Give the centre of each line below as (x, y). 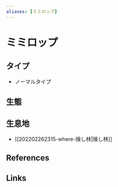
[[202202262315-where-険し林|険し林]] (63, 139)
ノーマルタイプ (33, 81)
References (28, 158)
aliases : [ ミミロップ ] (32, 12)
